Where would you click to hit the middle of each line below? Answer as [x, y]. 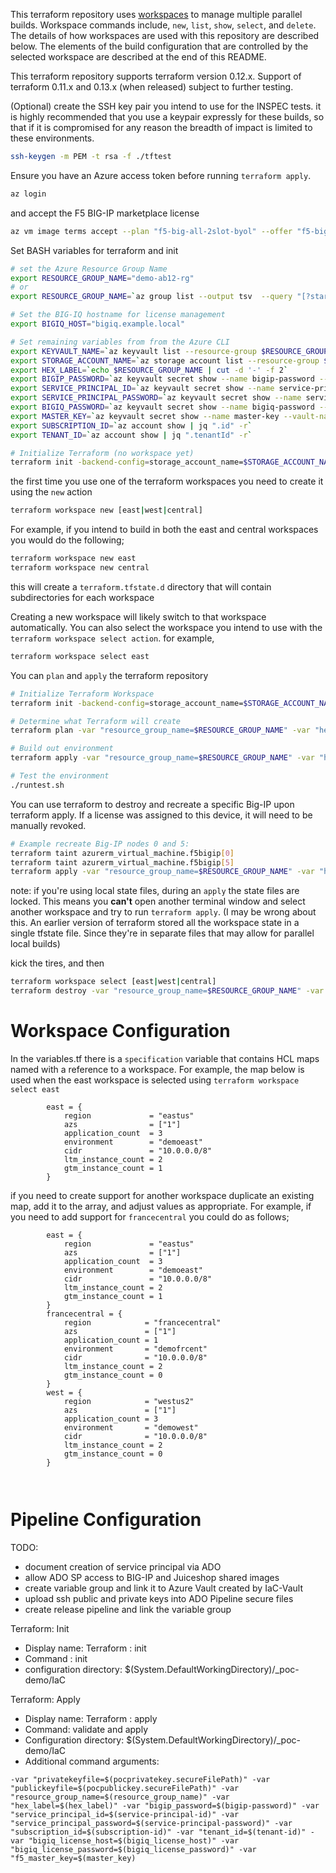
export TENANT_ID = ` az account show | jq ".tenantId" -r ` [131, 435]
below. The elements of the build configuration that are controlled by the [159, 46]
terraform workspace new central [80, 568]
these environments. [52, 138]
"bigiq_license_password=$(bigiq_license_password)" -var [133, 1849]
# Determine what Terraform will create [96, 721]
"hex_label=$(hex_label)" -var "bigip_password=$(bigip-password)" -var [165, 1805]
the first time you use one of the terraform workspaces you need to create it [167, 481]
